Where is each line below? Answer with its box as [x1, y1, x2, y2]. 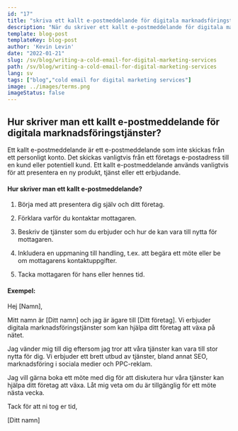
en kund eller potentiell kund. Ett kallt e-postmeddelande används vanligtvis [7, 160, 229, 169]
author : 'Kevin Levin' [7, 43, 74, 50]
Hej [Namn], [7, 302, 43, 310]
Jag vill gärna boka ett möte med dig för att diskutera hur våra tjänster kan [7, 374, 225, 382]
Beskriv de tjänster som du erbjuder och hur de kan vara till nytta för [17, 228, 217, 236]
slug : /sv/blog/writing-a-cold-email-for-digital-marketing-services [7, 57, 217, 64]
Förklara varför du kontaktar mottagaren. [17, 214, 137, 223]
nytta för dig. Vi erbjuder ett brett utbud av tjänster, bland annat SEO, [7, 352, 208, 361]
